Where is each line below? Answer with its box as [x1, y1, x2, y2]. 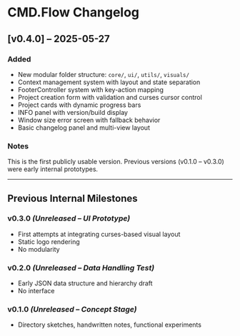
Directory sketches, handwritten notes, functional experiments [17, 320, 202, 329]
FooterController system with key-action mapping [17, 85, 164, 93]
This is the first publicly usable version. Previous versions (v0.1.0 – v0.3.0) [7, 158, 225, 166]
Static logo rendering [17, 237, 80, 246]
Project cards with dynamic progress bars [17, 101, 141, 109]
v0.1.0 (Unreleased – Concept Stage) [7, 305, 137, 315]
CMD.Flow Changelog [7, 4, 140, 21]
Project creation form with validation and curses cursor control [17, 93, 202, 101]
